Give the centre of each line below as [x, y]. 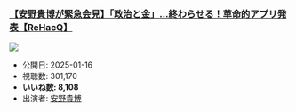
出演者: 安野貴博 [52, 99]
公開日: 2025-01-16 [57, 65]
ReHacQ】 [50, 27]
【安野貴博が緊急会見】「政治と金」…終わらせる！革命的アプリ [144, 13]
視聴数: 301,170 [49, 76]
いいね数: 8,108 [50, 87]
